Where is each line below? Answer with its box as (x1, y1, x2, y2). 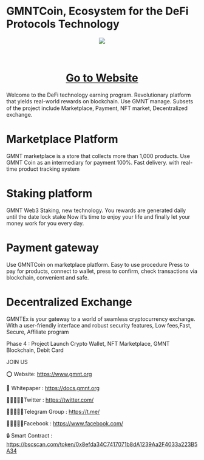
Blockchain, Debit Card (6, 346, 64, 354)
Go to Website (66, 71, 138, 85)
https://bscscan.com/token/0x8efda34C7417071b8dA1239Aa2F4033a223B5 (6, 441, 198, 448)
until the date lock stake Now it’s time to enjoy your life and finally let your (6, 213, 191, 220)
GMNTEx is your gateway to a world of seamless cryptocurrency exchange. (6, 315, 195, 323)
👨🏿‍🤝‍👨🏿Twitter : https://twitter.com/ (6, 396, 94, 403)
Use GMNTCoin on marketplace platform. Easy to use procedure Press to (6, 261, 189, 268)
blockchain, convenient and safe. (6, 273, 89, 281)
